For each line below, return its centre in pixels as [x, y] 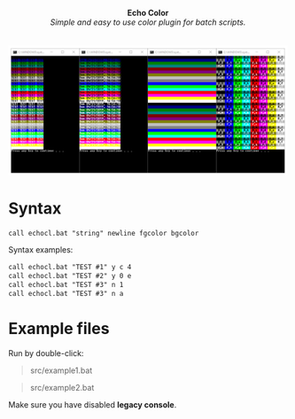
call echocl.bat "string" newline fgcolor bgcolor [104, 233]
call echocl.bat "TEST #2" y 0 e [70, 275]
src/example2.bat [62, 387]
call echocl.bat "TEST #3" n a [66, 293]
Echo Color [148, 13]
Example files [59, 328]
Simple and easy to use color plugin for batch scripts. [148, 22]
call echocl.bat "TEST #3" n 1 [66, 284]
